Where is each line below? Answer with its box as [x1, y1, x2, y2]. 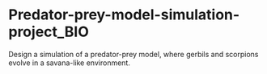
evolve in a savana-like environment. [8, 58, 131, 68]
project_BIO [8, 23, 89, 41]
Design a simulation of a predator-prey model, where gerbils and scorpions [8, 49, 259, 59]
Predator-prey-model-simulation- [8, 6, 240, 24]
